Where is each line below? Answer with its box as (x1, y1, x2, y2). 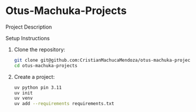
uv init (13, 90, 33, 96)
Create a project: (13, 73, 55, 80)
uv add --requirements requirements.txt (13, 101, 114, 107)
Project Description (5, 23, 52, 30)
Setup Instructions (5, 34, 50, 41)
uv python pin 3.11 (13, 85, 62, 90)
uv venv (13, 95, 33, 101)
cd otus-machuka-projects (13, 62, 77, 68)
